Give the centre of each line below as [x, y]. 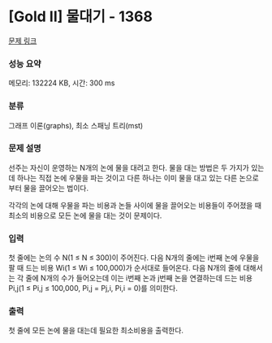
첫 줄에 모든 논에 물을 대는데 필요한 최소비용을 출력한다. [96, 331]
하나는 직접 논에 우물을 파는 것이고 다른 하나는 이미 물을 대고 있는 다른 [127, 178]
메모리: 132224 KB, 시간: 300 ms [62, 83]
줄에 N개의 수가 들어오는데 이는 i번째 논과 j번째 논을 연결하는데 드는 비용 [139, 278]
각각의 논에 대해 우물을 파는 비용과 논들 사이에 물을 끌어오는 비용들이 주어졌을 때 [135, 205]
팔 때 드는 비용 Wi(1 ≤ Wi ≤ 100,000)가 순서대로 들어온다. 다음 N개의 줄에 [125, 268]
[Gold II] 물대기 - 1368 [80, 17]
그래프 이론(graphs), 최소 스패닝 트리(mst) [76, 125]
